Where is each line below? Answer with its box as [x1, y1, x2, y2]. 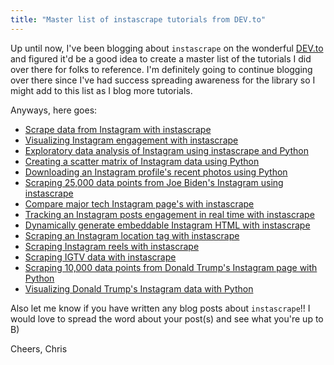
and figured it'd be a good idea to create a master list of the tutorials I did [10, 52, 312, 65]
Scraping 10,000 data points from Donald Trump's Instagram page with [24, 261, 318, 273]
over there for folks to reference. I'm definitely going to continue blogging [10, 63, 313, 75]
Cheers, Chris [10, 342, 68, 355]
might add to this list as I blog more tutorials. [10, 84, 193, 96]
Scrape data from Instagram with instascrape [24, 123, 212, 135]
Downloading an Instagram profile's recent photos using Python [24, 166, 288, 178]
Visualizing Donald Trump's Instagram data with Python [24, 282, 254, 295]
